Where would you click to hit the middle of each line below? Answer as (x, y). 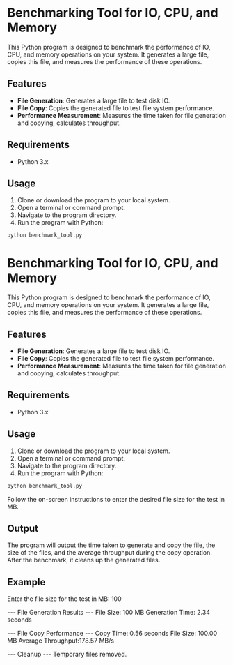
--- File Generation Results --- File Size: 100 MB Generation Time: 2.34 (109, 613)
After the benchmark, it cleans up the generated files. (84, 560)
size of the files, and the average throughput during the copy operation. (110, 553)
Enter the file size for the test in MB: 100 (64, 599)
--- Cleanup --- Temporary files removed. (67, 655)
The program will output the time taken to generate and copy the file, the (111, 545)
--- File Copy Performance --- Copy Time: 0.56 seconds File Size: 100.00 (112, 634)
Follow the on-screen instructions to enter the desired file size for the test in (116, 499)
